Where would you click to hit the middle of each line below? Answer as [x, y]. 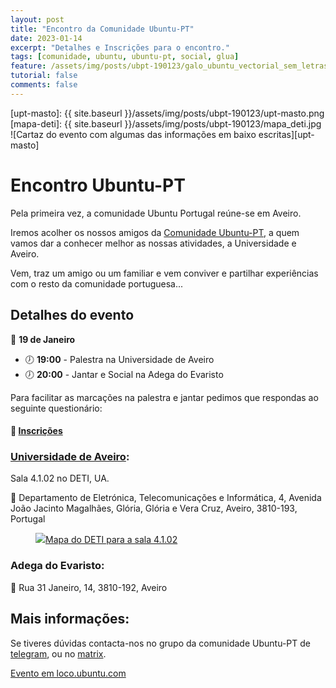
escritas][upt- [286, 134]
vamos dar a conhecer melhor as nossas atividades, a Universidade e [153, 243]
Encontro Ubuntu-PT [98, 185]
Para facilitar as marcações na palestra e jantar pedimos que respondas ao [164, 397]
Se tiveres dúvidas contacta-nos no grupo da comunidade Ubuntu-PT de [160, 643]
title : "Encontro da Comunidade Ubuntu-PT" [102, 29]
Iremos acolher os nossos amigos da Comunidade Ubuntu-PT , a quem [155, 232]
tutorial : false [44, 76]
